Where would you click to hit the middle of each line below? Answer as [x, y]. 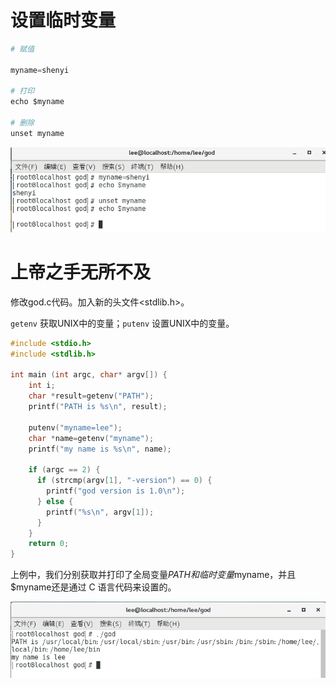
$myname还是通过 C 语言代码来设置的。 [93, 587]
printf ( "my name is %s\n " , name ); [100, 449]
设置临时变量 [63, 20]
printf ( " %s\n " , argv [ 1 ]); [100, 512]
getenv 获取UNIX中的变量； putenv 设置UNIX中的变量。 [122, 323]
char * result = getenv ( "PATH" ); [91, 396]
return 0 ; [49, 544]
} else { [55, 501]
